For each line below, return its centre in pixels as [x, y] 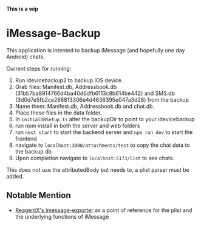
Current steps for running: [39, 68]
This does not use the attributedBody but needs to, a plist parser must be [98, 169]
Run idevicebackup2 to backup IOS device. [69, 80]
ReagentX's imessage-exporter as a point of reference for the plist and [104, 210]
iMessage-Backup [54, 34]
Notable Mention [39, 195]
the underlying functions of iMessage [62, 216]
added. [15, 176]
